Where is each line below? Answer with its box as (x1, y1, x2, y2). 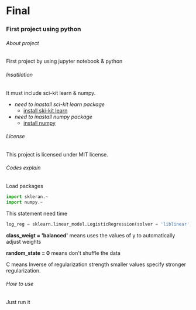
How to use (6, 280, 34, 288)
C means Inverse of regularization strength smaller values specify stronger (6, 261, 186, 268)
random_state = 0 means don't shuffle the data (6, 249, 121, 256)
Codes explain (6, 164, 41, 171)
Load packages (6, 182, 44, 189)
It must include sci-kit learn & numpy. (6, 89, 96, 96)
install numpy (23, 119, 56, 127)
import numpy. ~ (6, 199, 43, 205)
